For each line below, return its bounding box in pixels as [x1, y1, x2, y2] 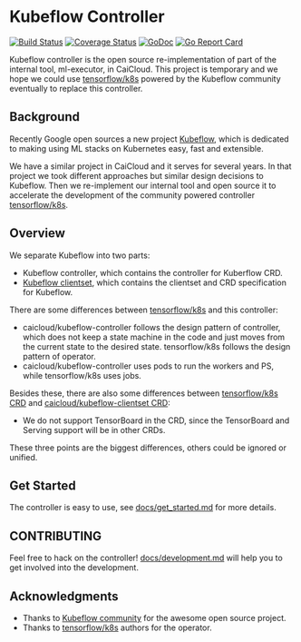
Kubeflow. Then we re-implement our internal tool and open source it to [9, 180, 277, 191]
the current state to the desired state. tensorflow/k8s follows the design [22, 341, 291, 351]
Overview [9, 225, 66, 242]
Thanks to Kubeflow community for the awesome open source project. [22, 613, 287, 623]
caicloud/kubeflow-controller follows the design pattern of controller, [22, 321, 281, 332]
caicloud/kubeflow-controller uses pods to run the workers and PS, [22, 361, 275, 371]
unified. [9, 451, 38, 462]
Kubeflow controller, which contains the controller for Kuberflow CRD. [22, 267, 283, 278]
